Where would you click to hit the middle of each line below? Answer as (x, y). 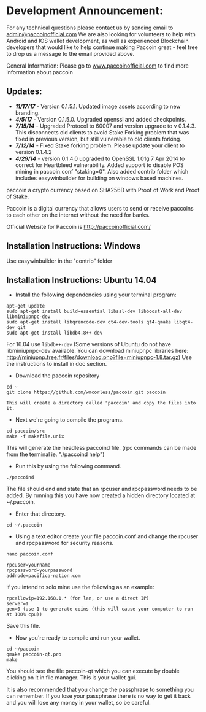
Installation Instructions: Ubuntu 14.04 (82, 280)
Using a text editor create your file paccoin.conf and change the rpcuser (107, 536)
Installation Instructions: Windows (74, 246)
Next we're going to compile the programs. (69, 420)
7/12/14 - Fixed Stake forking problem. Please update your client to (100, 145)
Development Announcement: (85, 11)
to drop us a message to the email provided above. (71, 53)
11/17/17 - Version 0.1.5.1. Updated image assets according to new (98, 106)
